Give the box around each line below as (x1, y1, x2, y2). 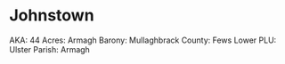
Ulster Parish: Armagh (9, 44, 91, 54)
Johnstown (9, 5, 95, 26)
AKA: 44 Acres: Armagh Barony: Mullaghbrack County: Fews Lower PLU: (9, 35, 277, 45)
